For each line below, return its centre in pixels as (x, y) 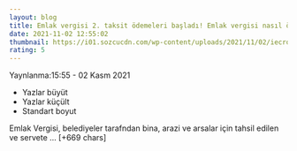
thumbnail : (29, 42)
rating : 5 (27, 50)
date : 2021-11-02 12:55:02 (59, 34)
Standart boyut (49, 111)
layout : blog (33, 17)
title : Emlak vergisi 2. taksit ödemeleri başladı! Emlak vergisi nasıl (146, 26)
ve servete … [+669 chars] (58, 138)
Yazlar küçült (46, 102)
